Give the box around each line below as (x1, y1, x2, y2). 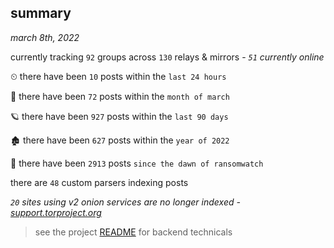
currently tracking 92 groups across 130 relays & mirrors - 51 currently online (10, 51, 325, 63)
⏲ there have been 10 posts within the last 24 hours (10, 70, 227, 82)
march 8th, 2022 (10, 31, 80, 43)
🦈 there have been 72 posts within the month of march (10, 90, 230, 102)
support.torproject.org (10, 206, 102, 218)
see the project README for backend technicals (34, 226, 233, 238)
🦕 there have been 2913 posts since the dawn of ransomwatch (10, 157, 264, 169)
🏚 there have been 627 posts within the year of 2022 (10, 134, 230, 146)
